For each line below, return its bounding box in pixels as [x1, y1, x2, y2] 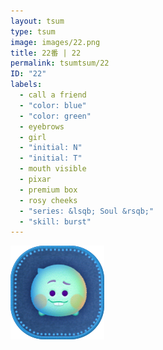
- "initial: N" [19, 143, 83, 153]
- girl [19, 132, 47, 142]
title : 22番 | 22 [10, 48, 82, 58]
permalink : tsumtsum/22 [10, 58, 110, 69]
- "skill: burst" [19, 216, 92, 227]
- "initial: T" [19, 153, 83, 164]
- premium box [19, 185, 78, 195]
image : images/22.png [10, 37, 101, 47]
